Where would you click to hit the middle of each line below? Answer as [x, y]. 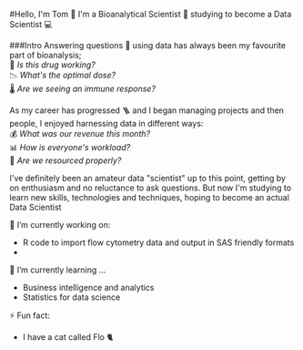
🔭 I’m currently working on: [60, 225]
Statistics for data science [71, 297]
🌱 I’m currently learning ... [58, 270]
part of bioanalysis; [45, 55]
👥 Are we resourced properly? [66, 160]
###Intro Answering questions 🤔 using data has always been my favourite [148, 45]
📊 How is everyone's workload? [70, 147]
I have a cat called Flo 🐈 [68, 337]
